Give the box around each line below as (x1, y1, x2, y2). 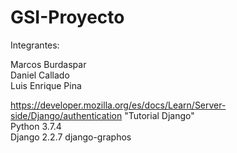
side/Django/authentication (10, 109, 123, 121)
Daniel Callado (10, 69, 70, 81)
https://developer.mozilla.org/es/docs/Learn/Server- (10, 99, 227, 111)
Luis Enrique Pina (10, 79, 82, 91)
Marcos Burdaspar (10, 58, 87, 70)
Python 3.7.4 (10, 120, 62, 132)
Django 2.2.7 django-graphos (10, 131, 132, 143)
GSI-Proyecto (10, 6, 125, 29)
